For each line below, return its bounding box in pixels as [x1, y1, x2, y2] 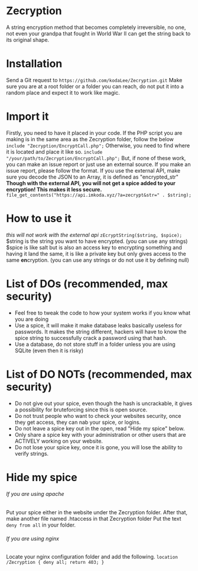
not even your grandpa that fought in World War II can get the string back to [6, 30, 191, 37]
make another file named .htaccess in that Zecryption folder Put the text [6, 515, 181, 523]
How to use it [6, 212, 72, 225]
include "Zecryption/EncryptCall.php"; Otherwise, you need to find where [6, 142, 190, 149]
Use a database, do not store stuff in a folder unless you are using [14, 340, 176, 348]
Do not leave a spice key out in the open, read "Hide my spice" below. [14, 424, 185, 432]
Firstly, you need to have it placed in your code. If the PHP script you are [6, 129, 183, 137]
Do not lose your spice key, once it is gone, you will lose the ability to [14, 443, 183, 450]
